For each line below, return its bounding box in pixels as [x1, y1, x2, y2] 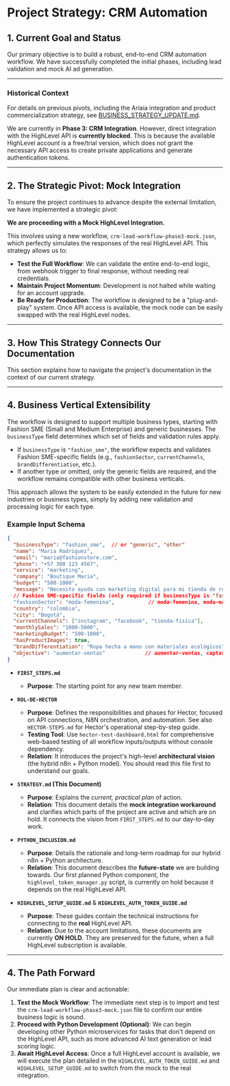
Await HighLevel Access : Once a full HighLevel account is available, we [16, 1050, 220, 1058]
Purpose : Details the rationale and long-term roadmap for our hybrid [27, 848, 221, 857]
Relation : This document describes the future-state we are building [27, 863, 220, 872]
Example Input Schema [7, 519, 86, 529]
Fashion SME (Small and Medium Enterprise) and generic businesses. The [7, 425, 216, 433]
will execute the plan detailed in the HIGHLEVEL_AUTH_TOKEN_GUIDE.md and [16, 1057, 220, 1065]
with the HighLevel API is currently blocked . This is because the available [7, 132, 216, 140]
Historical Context [7, 88, 69, 97]
